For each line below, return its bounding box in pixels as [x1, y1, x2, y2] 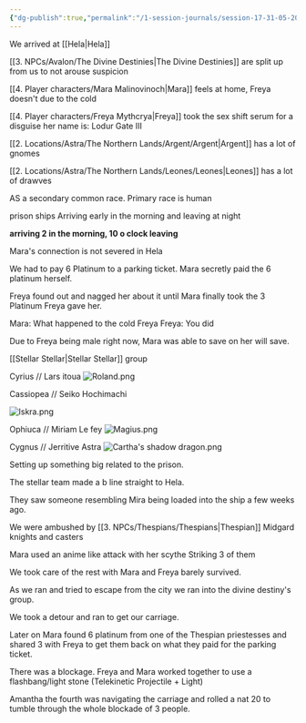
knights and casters [9, 531, 84, 542]
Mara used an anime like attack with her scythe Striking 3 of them [9, 548, 256, 560]
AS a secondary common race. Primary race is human [9, 192, 212, 203]
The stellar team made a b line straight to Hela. [9, 476, 185, 487]
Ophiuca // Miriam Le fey [9, 423, 103, 434]
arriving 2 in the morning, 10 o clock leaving [9, 228, 178, 239]
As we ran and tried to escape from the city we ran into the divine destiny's [9, 584, 291, 595]
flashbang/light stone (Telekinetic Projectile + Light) [9, 676, 203, 687]
